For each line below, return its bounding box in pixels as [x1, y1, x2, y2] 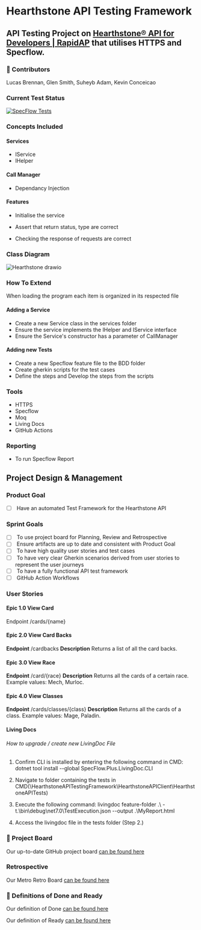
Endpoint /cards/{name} [6, 617, 66, 625]
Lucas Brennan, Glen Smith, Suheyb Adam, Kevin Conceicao [6, 78, 156, 86]
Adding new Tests [6, 346, 52, 354]
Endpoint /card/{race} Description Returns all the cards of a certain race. [6, 672, 189, 679]
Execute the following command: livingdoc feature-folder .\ [14, 801, 161, 808]
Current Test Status [6, 93, 65, 102]
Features [6, 198, 29, 205]
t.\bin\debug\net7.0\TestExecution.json [14, 807, 111, 814]
